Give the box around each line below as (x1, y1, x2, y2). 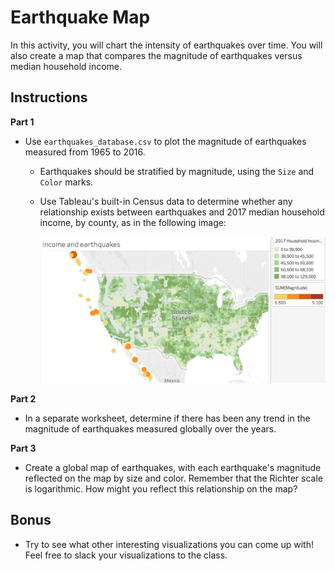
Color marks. (39, 176, 94, 188)
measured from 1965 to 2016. (24, 146, 146, 158)
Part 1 (10, 116, 35, 128)
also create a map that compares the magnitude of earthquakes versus (10, 49, 303, 61)
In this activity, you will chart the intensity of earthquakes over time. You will (10, 39, 323, 51)
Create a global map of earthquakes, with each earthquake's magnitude (24, 461, 322, 473)
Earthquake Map (10, 6, 151, 29)
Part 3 (10, 442, 37, 454)
